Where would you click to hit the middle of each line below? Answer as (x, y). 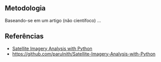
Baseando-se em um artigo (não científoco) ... (53, 20)
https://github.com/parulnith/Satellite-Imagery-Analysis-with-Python (84, 54)
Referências (24, 37)
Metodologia (25, 8)
